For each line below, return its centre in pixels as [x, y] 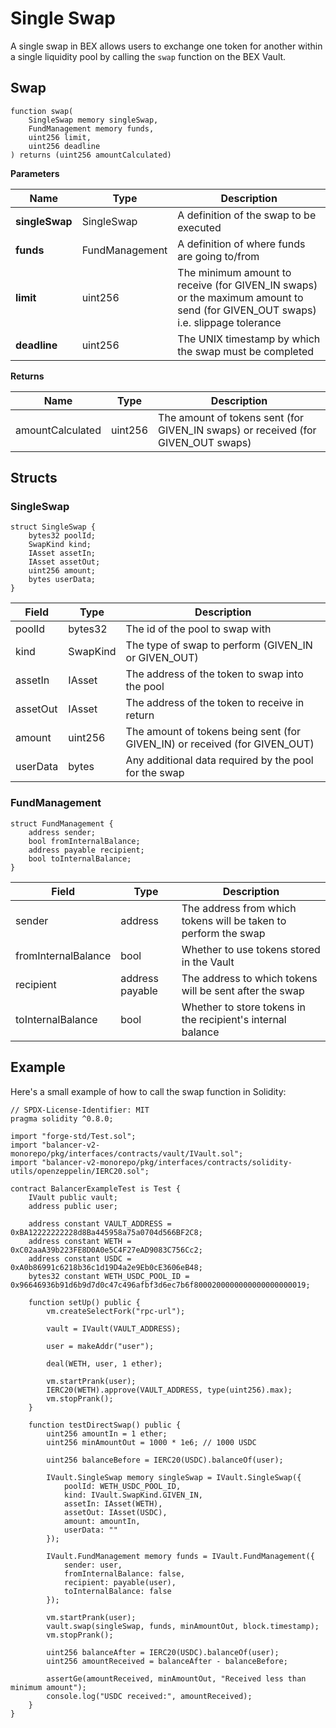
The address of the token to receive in [215, 703]
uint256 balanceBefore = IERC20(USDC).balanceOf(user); [165, 1460]
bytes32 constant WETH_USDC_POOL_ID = [109, 1276]
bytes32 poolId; [62, 536]
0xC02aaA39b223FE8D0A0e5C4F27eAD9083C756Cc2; [106, 1250]
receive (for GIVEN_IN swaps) [247, 285]
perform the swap [223, 933]
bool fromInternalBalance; [84, 841]
